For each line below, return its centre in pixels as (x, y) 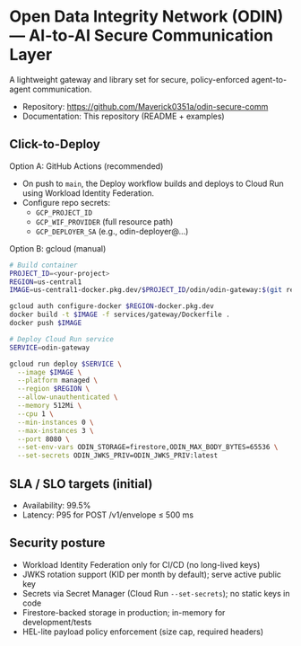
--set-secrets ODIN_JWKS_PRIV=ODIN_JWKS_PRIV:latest (118, 456)
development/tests (57, 622)
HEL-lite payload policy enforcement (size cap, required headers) (143, 632)
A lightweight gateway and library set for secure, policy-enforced (129, 79)
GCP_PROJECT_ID (64, 213)
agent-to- (269, 79)
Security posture (57, 543)
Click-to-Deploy (55, 144)
